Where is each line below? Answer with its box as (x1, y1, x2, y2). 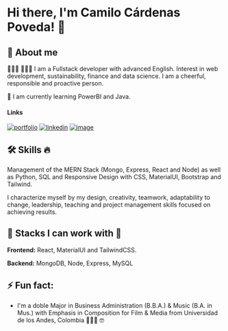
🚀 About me (7, 47, 58, 58)
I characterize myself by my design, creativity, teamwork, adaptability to (7, 194, 211, 202)
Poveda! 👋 (7, 19, 66, 35)
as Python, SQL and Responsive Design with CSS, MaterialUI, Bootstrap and (7, 173, 221, 181)
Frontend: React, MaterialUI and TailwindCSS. (7, 246, 137, 254)
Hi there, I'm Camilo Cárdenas (7, 5, 181, 21)
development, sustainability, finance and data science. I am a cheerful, (7, 72, 207, 80)
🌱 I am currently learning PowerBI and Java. (7, 92, 131, 101)
